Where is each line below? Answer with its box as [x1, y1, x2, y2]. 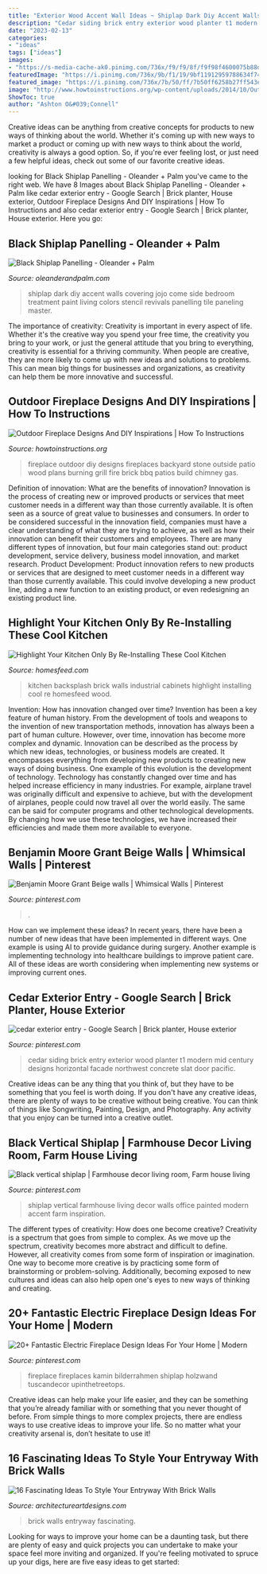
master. [27, 306, 53, 315]
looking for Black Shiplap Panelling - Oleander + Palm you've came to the [8, 172, 249, 181]
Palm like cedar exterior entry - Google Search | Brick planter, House [8, 189, 233, 198]
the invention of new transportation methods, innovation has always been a [8, 721, 254, 731]
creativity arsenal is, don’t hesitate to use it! [8, 1428, 151, 1438]
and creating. [8, 1284, 52, 1293]
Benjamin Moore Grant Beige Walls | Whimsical [8, 845, 246, 859]
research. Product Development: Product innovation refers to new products [8, 559, 254, 569]
